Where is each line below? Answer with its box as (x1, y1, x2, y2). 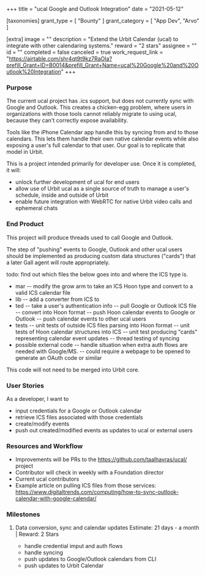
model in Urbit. (6, 148, 44, 156)
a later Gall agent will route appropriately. (6, 259, 110, 266)
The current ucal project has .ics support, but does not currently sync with (6, 97, 194, 105)
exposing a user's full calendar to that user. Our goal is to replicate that (6, 142, 185, 149)
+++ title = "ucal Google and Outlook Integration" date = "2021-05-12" (6, 6, 184, 12)
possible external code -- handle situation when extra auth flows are (15, 341, 188, 348)
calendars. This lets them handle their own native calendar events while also (6, 135, 199, 143)
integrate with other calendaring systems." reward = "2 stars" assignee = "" (6, 42, 197, 49)
